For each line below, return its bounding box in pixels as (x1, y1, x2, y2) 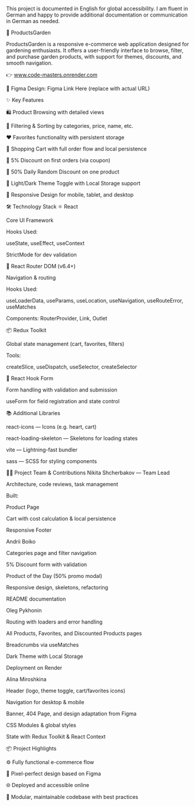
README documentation (6, 595, 66, 602)
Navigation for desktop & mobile (6, 699, 84, 705)
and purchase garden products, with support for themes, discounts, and (6, 53, 182, 60)
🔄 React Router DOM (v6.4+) (6, 263, 76, 269)
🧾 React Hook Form (6, 375, 54, 381)
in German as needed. (6, 18, 60, 24)
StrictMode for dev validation (6, 251, 77, 258)
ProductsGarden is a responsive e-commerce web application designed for (6, 41, 189, 47)
